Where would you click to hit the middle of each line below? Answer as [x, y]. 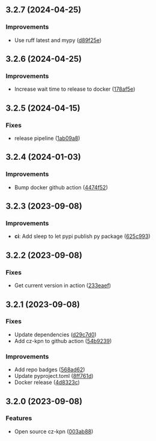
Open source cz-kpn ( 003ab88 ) [54, 431]
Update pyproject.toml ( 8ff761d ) [54, 376]
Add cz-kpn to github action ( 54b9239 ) [63, 341]
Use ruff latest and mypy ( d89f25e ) [58, 40]
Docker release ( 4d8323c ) [47, 382]
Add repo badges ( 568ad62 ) [49, 370]
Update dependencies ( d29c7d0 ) [55, 334]
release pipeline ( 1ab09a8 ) [47, 138]
